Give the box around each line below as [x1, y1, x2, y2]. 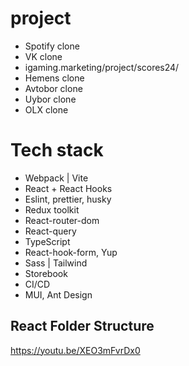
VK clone [24, 50, 63, 62]
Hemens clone [24, 72, 85, 84]
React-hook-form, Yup [24, 246, 118, 258]
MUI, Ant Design [24, 288, 93, 301]
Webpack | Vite [24, 172, 89, 184]
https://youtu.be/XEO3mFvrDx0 [10, 344, 141, 356]
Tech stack [10, 139, 104, 162]
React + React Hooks [24, 182, 113, 194]
